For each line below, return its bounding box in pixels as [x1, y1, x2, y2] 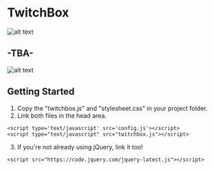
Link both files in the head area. [17, 111, 107, 120]
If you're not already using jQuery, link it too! [17, 142, 143, 151]
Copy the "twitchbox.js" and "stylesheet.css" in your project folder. [17, 104, 208, 112]
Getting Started [7, 86, 75, 98]
